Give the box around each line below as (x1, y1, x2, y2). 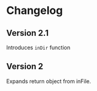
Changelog (6, 4, 63, 18)
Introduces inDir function (6, 44, 71, 51)
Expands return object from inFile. (6, 77, 92, 85)
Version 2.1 (6, 28, 49, 38)
